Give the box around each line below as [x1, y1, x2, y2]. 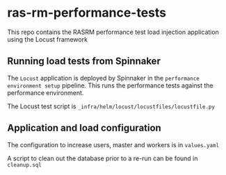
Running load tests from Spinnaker [7, 56, 161, 67]
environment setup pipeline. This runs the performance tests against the [7, 81, 213, 90]
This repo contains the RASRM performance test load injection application [7, 28, 219, 36]
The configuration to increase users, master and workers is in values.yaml [7, 140, 220, 149]
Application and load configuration [7, 122, 161, 134]
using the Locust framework [7, 35, 88, 43]
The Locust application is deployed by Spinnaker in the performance [7, 74, 200, 82]
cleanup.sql [7, 161, 42, 168]
